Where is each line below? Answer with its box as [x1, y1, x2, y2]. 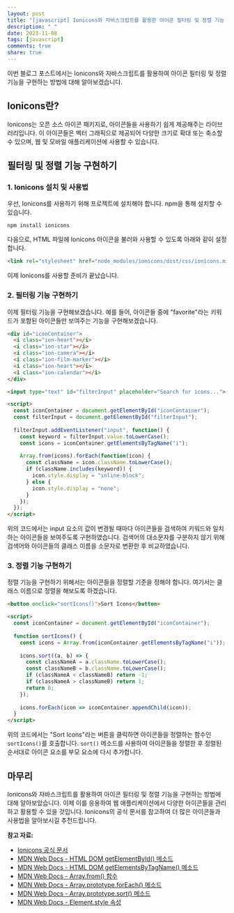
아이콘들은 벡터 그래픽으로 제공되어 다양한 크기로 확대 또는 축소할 [46, 128, 223, 137]
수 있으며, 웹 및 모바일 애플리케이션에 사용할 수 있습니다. [7, 137, 159, 146]
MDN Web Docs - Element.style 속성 [17, 898, 122, 907]
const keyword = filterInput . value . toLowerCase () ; [19, 433, 170, 440]
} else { [25, 478, 52, 485]
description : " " [7, 23, 58, 30]
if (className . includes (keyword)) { [25, 466, 132, 473]
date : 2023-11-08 [7, 29, 58, 37]
